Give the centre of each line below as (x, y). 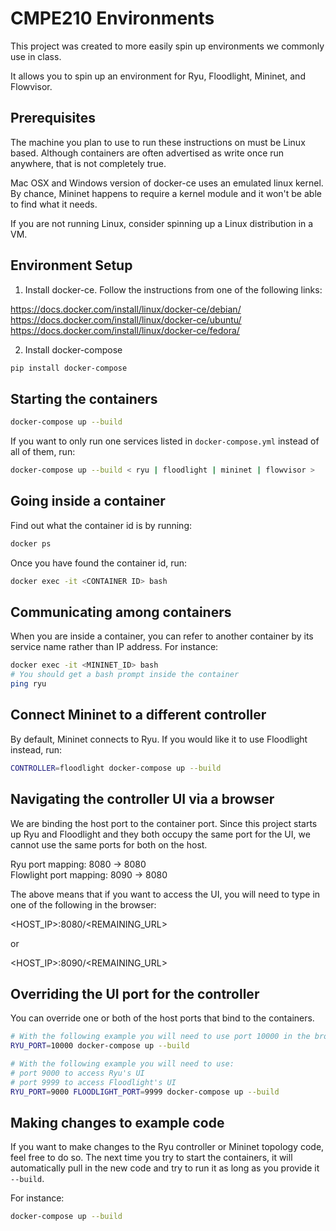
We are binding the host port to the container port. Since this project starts (164, 823)
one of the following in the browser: (83, 904)
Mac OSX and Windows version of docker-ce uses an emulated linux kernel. (167, 183)
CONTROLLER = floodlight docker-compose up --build (116, 768)
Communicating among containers (121, 612)
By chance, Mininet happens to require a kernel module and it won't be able (166, 193)
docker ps (31, 543)
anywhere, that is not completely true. (88, 163)
